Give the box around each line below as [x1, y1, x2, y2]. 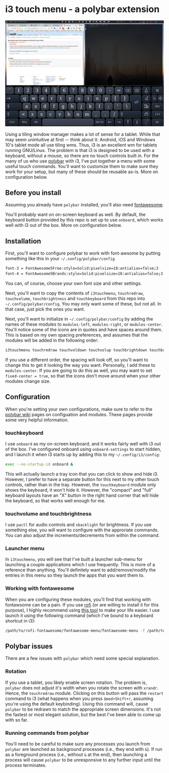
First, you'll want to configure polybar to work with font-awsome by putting [5, 250, 161, 256]
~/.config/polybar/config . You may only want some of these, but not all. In [5, 300, 161, 306]
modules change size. [5, 378, 51, 384]
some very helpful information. [5, 417, 69, 423]
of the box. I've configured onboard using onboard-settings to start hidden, [5, 446, 161, 452]
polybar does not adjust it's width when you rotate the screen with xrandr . [5, 684, 158, 690]
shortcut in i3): [5, 617, 36, 624]
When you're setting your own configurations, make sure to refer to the [5, 406, 152, 412]
